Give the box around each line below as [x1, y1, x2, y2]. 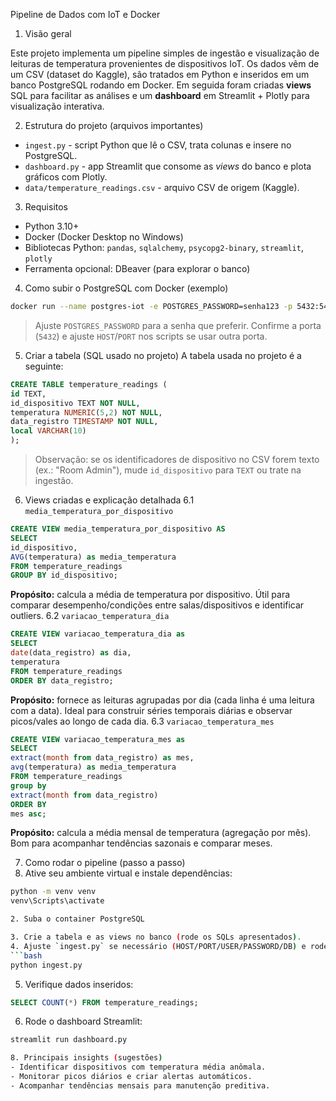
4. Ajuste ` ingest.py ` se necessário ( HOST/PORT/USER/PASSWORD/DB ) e [10, 941, 307, 951]
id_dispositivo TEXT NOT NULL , [10, 398, 141, 408]
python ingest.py [10, 960, 83, 970]
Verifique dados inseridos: [24, 978, 134, 990]
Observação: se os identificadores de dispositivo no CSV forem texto [34, 454, 320, 465]
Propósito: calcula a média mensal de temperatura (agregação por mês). [10, 827, 312, 839]
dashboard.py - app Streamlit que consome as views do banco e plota [24, 160, 312, 172]
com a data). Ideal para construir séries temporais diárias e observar [10, 704, 293, 716]
